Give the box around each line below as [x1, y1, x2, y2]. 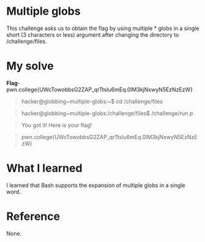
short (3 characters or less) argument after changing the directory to [6, 31, 179, 38]
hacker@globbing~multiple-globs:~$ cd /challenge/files [21, 97, 163, 105]
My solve [6, 59, 54, 73]
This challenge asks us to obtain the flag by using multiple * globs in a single [6, 25, 199, 32]
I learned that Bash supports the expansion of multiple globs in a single [6, 181, 185, 189]
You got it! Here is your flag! [21, 121, 92, 129]
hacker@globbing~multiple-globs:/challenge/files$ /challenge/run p [21, 109, 193, 117]
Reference [6, 210, 60, 223]
